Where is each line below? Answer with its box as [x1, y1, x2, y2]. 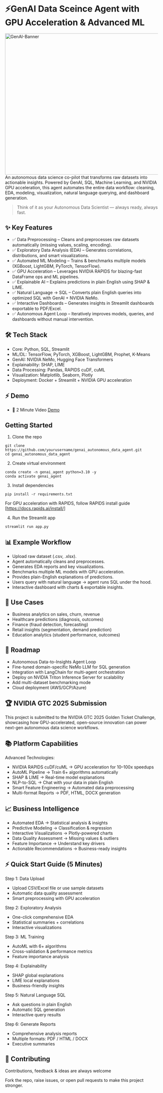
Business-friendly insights [12, 982, 65, 988]
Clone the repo [12, 434, 42, 440]
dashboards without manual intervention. [12, 316, 95, 322]
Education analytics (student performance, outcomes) [12, 632, 120, 637]
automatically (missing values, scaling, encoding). [12, 242, 112, 247]
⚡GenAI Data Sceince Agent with [5, 3, 140, 15]
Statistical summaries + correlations [12, 919, 84, 925]
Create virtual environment [12, 460, 66, 466]
